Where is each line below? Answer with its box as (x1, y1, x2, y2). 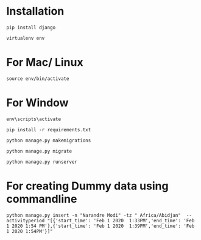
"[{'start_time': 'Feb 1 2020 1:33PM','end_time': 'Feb (47, 217, 195, 224)
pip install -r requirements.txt (6, 126, 91, 133)
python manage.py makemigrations (6, 137, 91, 144)
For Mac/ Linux (6, 56, 83, 70)
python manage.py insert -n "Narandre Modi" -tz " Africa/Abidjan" (6, 212, 182, 218)
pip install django (6, 24, 56, 31)
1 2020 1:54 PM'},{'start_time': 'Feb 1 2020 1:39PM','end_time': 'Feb (6, 223, 195, 229)
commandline (6, 192, 77, 206)
